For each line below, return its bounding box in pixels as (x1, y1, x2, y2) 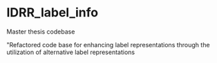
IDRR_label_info (6, 5, 98, 21)
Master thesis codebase (6, 27, 75, 36)
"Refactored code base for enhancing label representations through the (6, 40, 210, 49)
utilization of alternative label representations (6, 48, 135, 56)
